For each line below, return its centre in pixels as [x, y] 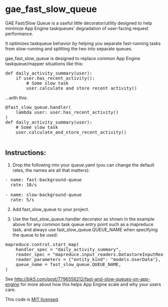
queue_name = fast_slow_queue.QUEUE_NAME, [68, 264]
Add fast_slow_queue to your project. [51, 209]
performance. [19, 33]
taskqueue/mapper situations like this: [44, 63]
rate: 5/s [22, 199]
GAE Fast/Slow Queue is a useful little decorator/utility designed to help [79, 23]
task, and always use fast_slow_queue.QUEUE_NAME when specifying [85, 229]
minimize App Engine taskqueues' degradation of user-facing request [77, 28]
